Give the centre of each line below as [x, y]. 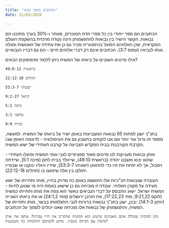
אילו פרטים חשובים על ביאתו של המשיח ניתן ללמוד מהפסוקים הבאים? [72, 59]
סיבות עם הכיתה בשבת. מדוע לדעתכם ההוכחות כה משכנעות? [57, 221]
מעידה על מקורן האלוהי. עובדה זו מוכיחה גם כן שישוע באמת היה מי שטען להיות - [81, 185]
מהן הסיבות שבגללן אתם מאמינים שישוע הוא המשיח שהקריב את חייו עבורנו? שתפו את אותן [82, 216]
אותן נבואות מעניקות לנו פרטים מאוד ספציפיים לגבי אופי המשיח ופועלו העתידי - [80, 154]
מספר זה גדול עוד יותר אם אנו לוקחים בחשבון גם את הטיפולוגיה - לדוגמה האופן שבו [84, 139]
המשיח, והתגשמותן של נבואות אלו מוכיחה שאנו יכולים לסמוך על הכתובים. [75, 207]
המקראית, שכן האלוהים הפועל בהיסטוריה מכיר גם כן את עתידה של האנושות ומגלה [83, 44]
